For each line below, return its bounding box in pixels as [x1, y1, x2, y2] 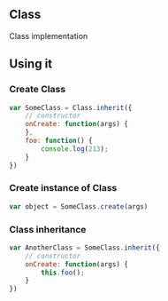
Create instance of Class [9, 182, 118, 194]
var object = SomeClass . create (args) [9, 202, 149, 211]
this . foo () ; [41, 268, 86, 277]
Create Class [9, 83, 66, 96]
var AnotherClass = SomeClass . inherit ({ [9, 243, 161, 252]
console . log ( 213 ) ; [41, 144, 109, 154]
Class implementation [9, 30, 88, 41]
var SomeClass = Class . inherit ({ [9, 103, 133, 112]
